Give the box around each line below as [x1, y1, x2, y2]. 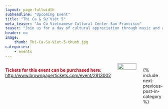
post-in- [142, 88, 160, 94]
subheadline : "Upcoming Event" [5, 12, 70, 17]
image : [5, 35, 19, 40]
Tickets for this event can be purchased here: [5, 67, 101, 73]
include [142, 72, 158, 78]
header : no [5, 30, 28, 35]
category [142, 93, 161, 100]
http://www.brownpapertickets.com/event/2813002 [5, 72, 111, 78]
